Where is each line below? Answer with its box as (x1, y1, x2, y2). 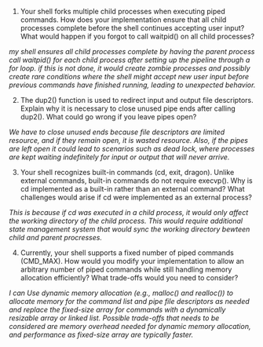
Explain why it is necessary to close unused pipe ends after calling (20, 104, 236, 113)
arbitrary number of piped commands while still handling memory (20, 265, 232, 274)
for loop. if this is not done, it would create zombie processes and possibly (9, 64, 250, 73)
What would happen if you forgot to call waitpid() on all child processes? (20, 31, 254, 41)
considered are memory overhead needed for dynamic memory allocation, (9, 322, 251, 331)
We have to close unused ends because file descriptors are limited (9, 127, 225, 137)
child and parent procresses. (9, 233, 103, 242)
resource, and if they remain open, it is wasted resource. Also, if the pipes (9, 136, 248, 144)
